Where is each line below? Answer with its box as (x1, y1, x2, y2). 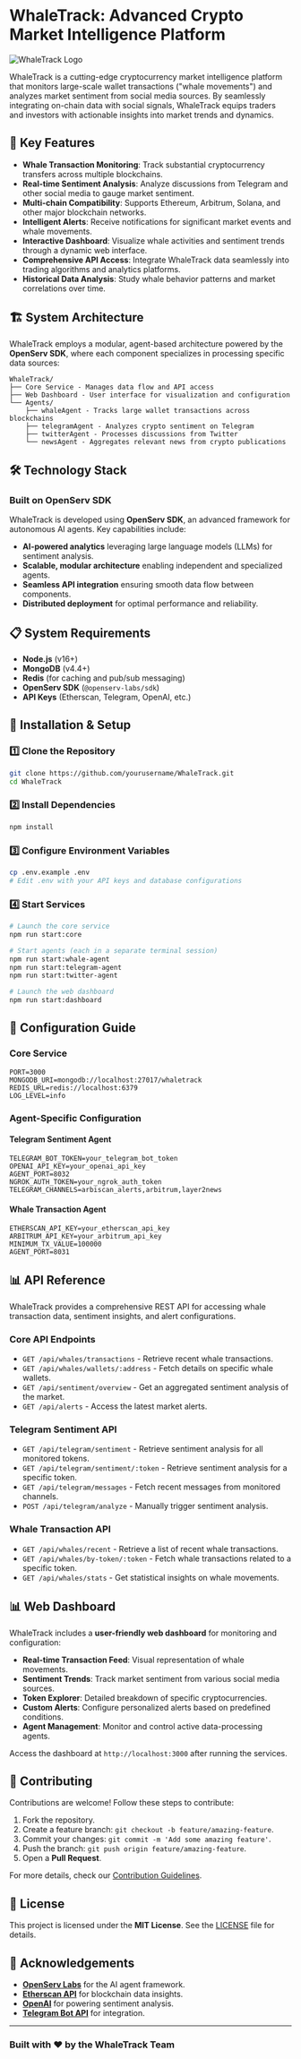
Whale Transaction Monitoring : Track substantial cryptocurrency (21, 159, 266, 170)
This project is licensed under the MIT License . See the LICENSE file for (9, 1920, 275, 1931)
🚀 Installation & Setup (9, 717, 132, 733)
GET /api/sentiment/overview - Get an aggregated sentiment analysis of (21, 1382, 289, 1393)
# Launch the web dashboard (9, 987, 115, 997)
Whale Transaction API (9, 1523, 112, 1536)
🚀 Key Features (9, 135, 96, 150)
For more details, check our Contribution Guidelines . (9, 1870, 202, 1881)
